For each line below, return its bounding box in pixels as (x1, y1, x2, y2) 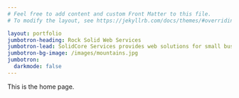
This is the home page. (7, 82, 75, 91)
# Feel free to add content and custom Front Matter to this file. (7, 10, 212, 18)
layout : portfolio (7, 30, 62, 37)
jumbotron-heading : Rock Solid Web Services (7, 36, 142, 43)
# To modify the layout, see (7, 17, 94, 24)
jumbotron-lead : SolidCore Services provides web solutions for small (7, 43, 221, 50)
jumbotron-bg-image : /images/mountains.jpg (7, 50, 139, 57)
